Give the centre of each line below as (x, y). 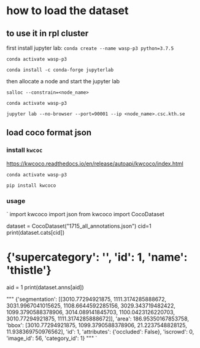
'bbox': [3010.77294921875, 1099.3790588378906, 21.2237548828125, (97, 325)
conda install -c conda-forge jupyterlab (60, 70)
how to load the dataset (67, 11)
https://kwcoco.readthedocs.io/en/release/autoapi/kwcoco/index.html (95, 164)
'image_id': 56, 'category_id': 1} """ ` (52, 338)
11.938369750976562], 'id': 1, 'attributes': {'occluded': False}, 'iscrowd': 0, (100, 331)
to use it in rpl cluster (48, 33)
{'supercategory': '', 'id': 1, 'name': (97, 257)
